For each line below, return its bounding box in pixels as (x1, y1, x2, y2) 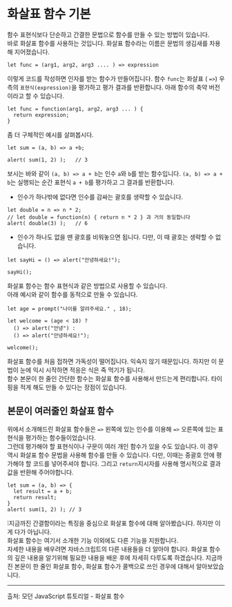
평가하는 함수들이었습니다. (25, 433, 97, 442)
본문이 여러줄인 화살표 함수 (7, 405, 114, 417)
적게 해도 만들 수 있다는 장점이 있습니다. (19, 383, 127, 391)
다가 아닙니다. (14, 528, 52, 536)
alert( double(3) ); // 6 (7, 220, 88, 227)
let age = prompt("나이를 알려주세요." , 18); (7, 305, 132, 312)
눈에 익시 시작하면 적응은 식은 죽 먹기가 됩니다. (19, 365, 145, 374)
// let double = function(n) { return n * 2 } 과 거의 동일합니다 (7, 213, 191, 221)
